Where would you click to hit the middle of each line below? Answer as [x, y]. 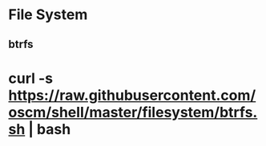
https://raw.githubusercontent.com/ [132, 95]
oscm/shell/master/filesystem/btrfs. [133, 112]
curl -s [31, 78]
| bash [49, 129]
